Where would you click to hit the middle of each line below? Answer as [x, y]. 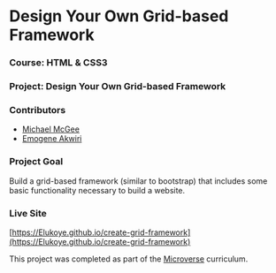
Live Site [28, 213]
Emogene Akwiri [52, 139]
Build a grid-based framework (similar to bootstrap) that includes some [138, 181]
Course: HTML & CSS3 [58, 63]
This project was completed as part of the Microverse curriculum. [129, 259]
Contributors [38, 110]
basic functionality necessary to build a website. [97, 190]
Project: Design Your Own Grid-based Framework [118, 87]
